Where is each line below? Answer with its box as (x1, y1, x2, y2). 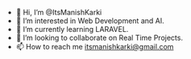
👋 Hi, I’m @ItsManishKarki (15, 8, 102, 17)
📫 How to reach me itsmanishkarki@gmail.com (15, 42, 174, 51)
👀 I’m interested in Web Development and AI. (15, 16, 164, 26)
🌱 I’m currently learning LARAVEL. (15, 25, 129, 33)
